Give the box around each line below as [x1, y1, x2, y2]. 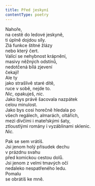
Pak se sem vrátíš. [5, 138, 44, 144]
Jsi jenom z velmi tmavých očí [5, 160, 69, 166]
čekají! [5, 69, 19, 75]
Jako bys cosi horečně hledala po [5, 107, 76, 113]
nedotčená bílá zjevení [5, 64, 52, 70]
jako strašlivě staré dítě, [5, 80, 55, 86]
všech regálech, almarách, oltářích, [5, 112, 79, 118]
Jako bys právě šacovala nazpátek [5, 96, 78, 102]
